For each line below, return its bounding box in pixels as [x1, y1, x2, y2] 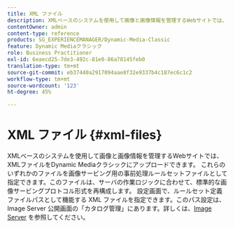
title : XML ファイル [7, 10, 63, 18]
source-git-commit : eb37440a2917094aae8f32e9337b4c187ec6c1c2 [7, 69, 192, 76]
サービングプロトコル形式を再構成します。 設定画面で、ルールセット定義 [13, 187, 222, 195]
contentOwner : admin [7, 23, 68, 30]
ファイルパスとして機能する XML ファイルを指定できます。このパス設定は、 [7, 196, 226, 204]
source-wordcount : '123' [7, 82, 80, 89]
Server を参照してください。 [7, 213, 90, 222]
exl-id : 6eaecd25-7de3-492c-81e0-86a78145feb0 [7, 56, 145, 63]
